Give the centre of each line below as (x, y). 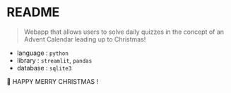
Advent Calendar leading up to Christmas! (85, 39)
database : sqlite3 (44, 68)
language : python (42, 53)
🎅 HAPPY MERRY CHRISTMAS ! (53, 81)
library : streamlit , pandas (54, 60)
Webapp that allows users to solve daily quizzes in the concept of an (124, 32)
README (33, 12)
